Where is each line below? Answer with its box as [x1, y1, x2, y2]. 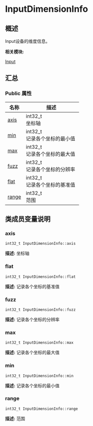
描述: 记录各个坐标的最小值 [5, 383, 60, 389]
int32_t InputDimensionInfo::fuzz [5, 307, 76, 312]
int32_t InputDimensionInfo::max [5, 340, 74, 345]
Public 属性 [5, 90, 32, 97]
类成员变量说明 [5, 215, 51, 224]
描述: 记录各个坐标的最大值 [5, 350, 60, 356]
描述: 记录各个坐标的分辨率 [5, 316, 60, 322]
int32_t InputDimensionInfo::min [5, 373, 74, 378]
